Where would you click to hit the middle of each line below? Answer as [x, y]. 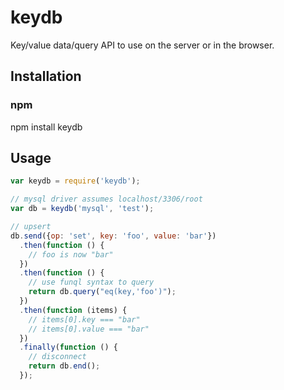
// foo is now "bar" [71, 254]
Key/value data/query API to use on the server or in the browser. [142, 45]
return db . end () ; [64, 366]
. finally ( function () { [68, 347]
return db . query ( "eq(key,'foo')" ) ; [102, 292]
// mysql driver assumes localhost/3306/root [106, 199]
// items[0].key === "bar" [84, 319]
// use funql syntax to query [91, 282]
